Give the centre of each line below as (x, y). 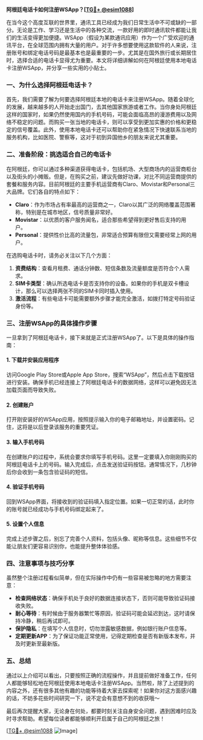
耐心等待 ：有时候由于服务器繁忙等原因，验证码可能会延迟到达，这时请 (102, 613)
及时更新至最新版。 (39, 644)
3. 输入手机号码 (25, 442)
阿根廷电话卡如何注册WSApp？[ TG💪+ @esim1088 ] (70, 9)
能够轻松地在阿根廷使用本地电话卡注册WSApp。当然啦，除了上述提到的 (105, 683)
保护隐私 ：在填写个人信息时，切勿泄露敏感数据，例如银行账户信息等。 (102, 628)
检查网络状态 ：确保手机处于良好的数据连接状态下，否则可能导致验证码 (102, 598)
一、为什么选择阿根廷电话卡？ (50, 85)
